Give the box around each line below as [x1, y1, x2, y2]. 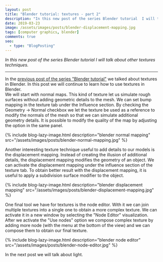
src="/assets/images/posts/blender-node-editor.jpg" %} [5, 242, 118, 248]
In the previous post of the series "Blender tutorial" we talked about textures [5, 76, 158, 82]
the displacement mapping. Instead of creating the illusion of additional [5, 151, 147, 157]
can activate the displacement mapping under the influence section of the [5, 162, 153, 168]
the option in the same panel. [5, 122, 64, 128]
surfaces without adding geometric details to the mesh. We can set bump [5, 96, 152, 102]
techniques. [5, 62, 29, 68]
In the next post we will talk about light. [5, 251, 83, 257]
